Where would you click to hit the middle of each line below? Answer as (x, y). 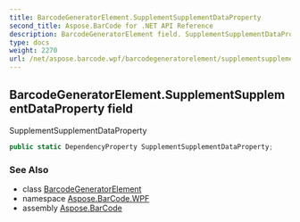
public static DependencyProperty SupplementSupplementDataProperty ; (142, 147)
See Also (29, 169)
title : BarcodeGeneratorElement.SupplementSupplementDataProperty (135, 17)
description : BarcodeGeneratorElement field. (95, 34)
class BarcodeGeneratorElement (82, 189)
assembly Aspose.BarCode (72, 208)
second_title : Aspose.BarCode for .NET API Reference (112, 26)
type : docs (29, 42)
